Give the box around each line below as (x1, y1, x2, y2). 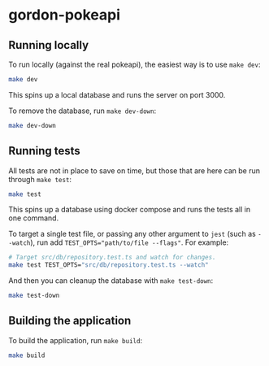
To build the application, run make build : (8, 335, 143, 345)
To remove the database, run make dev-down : (8, 106, 157, 115)
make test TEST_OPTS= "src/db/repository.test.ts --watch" (8, 261, 209, 269)
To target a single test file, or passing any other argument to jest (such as (8, 229, 256, 239)
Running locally (8, 38, 89, 52)
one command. (8, 213, 59, 223)
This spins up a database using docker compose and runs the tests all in (8, 205, 250, 215)
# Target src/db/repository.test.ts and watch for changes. (8, 254, 217, 262)
